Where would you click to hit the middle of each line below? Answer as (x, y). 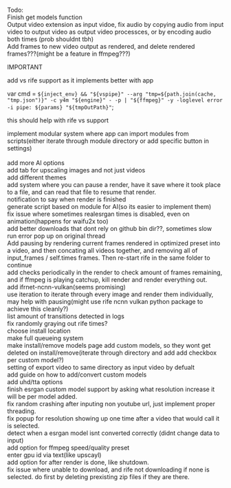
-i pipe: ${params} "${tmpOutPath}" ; (60, 107)
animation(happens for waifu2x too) (58, 221)
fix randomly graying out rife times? (57, 323)
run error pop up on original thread (56, 236)
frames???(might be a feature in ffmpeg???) (69, 54)
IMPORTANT (25, 67)
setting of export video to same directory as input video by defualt (101, 367)
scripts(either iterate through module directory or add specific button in (108, 141)
